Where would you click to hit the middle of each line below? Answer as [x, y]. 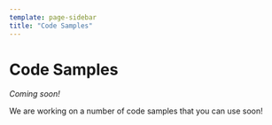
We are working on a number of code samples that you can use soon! [136, 111]
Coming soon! [35, 94]
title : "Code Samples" [51, 26]
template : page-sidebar [53, 17]
